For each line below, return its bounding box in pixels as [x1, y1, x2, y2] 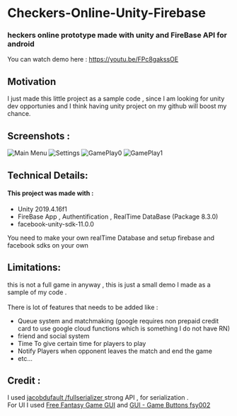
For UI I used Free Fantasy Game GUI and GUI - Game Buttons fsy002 [7, 401, 211, 410]
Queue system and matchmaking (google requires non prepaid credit [17, 316, 219, 325]
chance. [7, 110, 31, 118]
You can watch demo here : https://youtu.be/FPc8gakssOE [7, 55, 179, 64]
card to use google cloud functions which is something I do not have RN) [17, 324, 230, 333]
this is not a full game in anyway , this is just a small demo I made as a [7, 280, 211, 289]
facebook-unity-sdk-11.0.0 [17, 219, 94, 228]
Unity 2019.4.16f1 [17, 204, 67, 213]
